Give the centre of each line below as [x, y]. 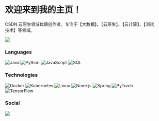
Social [13, 103]
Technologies [21, 75]
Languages [19, 52]
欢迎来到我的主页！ [43, 10]
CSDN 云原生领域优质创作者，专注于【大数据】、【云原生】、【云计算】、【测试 [79, 24]
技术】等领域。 [20, 30]
